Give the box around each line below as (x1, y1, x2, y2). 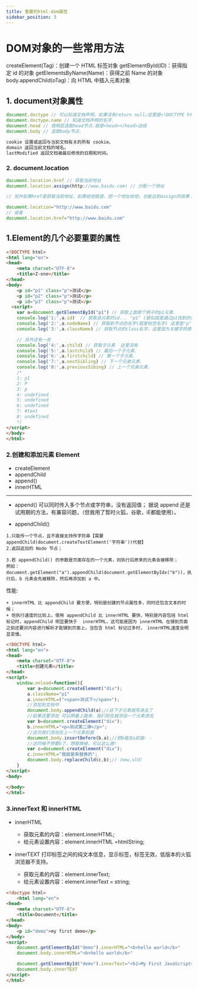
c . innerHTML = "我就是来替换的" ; (27, 751, 98, 757)
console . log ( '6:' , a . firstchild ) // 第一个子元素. (16, 353, 136, 359)
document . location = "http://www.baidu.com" (6, 205, 112, 210)
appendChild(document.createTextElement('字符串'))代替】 (6, 539, 146, 545)
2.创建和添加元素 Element (6, 450, 80, 459)
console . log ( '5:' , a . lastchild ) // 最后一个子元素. (16, 348, 137, 354)
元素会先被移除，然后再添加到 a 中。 (24, 576, 103, 582)
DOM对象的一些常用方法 (6, 41, 124, 55)
